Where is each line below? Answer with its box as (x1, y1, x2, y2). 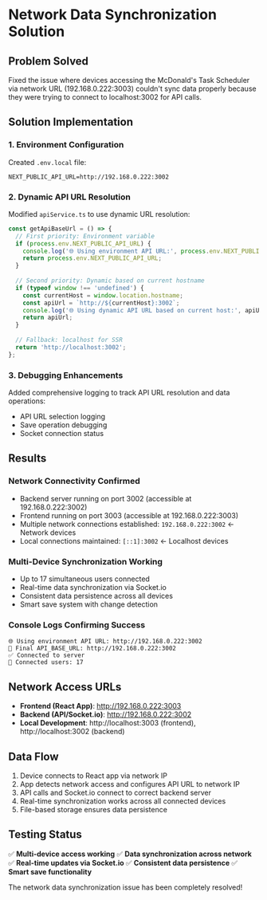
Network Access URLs (8, 680, 122, 694)
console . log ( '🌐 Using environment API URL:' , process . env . (22, 247, 225, 255)
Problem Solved (8, 54, 89, 68)
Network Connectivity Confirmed (8, 476, 141, 487)
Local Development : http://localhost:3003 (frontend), (19, 718, 197, 728)
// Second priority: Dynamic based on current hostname (15, 277, 205, 285)
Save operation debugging (19, 420, 108, 430)
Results (8, 452, 47, 466)
